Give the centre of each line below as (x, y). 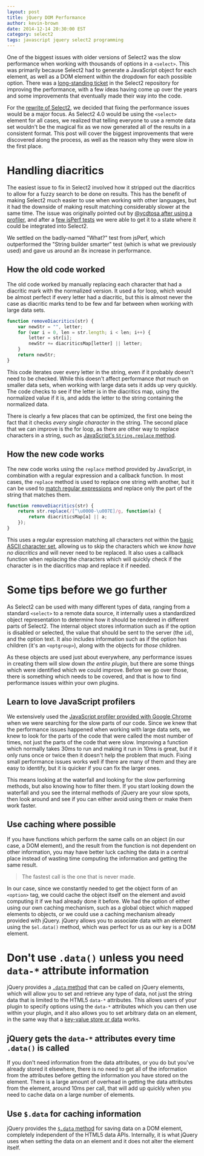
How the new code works (56, 454)
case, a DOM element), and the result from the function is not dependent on (101, 845)
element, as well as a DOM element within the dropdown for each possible (100, 77)
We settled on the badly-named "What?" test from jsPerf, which (86, 237)
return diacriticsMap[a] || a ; (68, 517)
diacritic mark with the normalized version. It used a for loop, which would (99, 291)
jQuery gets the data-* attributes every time (91, 1038)
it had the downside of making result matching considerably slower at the (98, 206)
